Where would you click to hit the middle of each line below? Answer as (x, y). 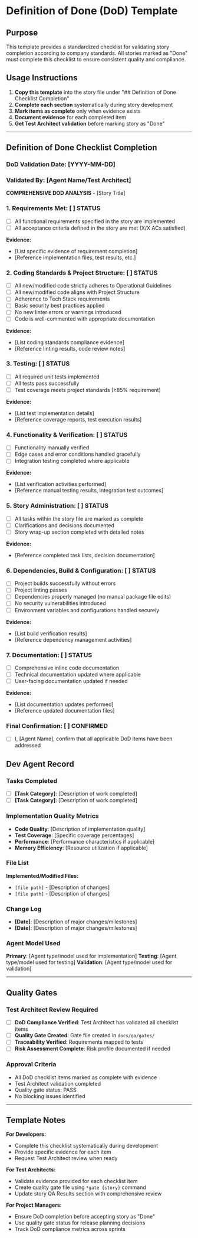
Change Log (24, 909)
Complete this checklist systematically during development (86, 1146)
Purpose (22, 33)
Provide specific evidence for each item (63, 1152)
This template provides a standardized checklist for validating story (88, 47)
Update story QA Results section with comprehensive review (88, 1194)
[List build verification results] (51, 633)
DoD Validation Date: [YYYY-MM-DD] (61, 165)
